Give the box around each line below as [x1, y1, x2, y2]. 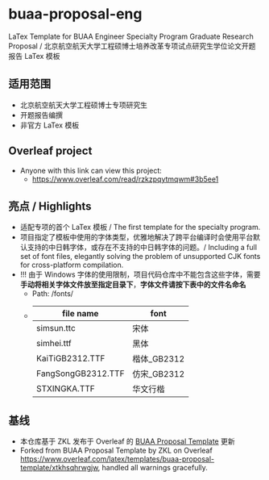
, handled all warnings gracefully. [97, 463, 208, 473]
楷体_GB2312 [132, 353, 185, 365]
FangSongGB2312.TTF [35, 368, 125, 379]
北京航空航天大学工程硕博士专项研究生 [19, 100, 147, 110]
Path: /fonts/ [31, 289, 74, 298]
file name [61, 308, 99, 319]
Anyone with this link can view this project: [19, 165, 163, 175]
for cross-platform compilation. [19, 260, 124, 270]
